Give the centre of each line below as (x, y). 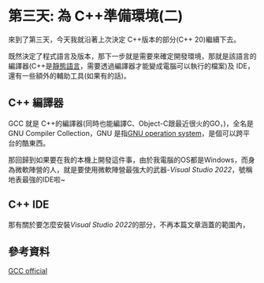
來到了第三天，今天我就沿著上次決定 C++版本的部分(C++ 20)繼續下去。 (124, 39)
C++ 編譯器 (36, 103)
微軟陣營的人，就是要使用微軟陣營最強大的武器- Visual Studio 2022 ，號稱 (134, 169)
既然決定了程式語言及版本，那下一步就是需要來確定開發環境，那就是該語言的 (132, 56)
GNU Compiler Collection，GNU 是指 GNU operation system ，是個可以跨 (126, 133)
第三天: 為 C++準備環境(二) (96, 16)
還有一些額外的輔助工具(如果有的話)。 (70, 75)
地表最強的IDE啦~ (37, 179)
